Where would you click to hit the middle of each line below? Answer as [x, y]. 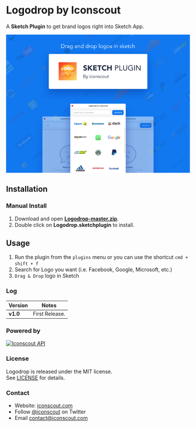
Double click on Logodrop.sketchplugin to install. [74, 225]
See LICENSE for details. [36, 377]
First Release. [49, 314]
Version [18, 305]
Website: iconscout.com [43, 405]
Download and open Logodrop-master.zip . [66, 218]
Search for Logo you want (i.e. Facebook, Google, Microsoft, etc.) [93, 270]
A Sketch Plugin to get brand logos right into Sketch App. [75, 26]
